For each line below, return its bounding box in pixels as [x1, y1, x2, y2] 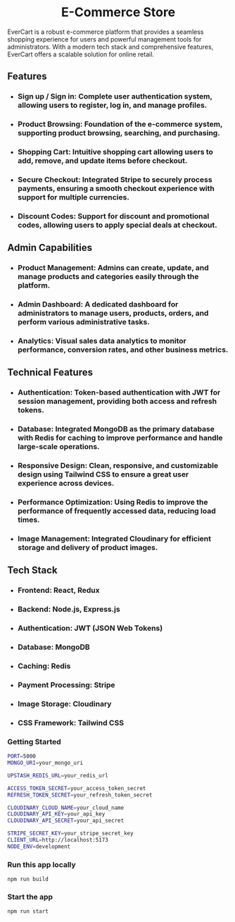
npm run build [7, 875, 49, 883]
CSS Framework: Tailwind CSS [17, 718, 125, 727]
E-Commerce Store [61, 4, 176, 20]
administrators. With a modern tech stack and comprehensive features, [7, 42, 214, 51]
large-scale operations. [17, 442, 100, 452]
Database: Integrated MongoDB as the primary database [17, 424, 215, 434]
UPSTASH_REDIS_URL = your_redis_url [7, 772, 109, 779]
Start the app [7, 892, 53, 902]
